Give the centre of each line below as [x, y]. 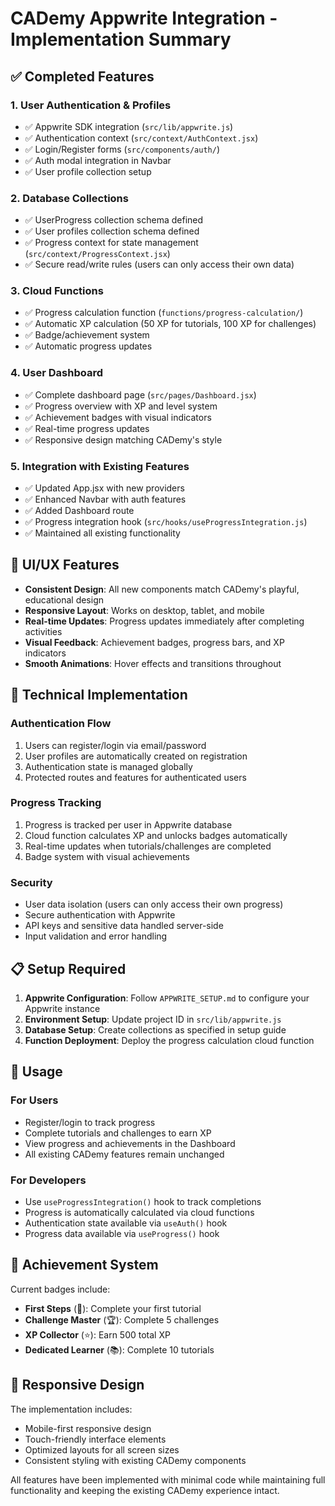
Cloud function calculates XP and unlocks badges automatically [156, 835]
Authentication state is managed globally [108, 766]
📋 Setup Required [68, 968]
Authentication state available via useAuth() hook [126, 1223]
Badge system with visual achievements [107, 856]
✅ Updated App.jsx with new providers [104, 488]
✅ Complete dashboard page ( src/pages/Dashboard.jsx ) [140, 394]
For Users [34, 1100]
